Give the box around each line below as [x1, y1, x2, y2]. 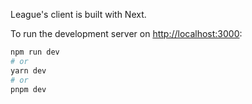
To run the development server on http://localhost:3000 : [10, 28, 243, 39]
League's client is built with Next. [10, 9, 147, 20]
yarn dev [10, 65, 47, 76]
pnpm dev [10, 84, 47, 94]
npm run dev [10, 47, 60, 57]
